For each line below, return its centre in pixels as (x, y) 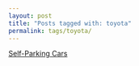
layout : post (30, 16)
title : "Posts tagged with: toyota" (70, 23)
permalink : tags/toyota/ (50, 31)
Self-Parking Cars (38, 54)
